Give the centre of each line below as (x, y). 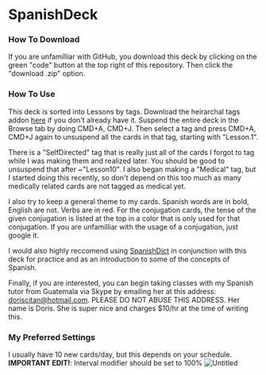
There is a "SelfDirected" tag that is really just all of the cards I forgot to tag (131, 152)
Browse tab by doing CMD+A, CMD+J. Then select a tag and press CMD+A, (132, 128)
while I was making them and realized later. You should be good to (116, 160)
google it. (24, 235)
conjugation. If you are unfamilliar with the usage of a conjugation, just (123, 226)
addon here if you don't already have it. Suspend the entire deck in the (123, 120)
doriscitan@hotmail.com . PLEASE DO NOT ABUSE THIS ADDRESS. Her (124, 300)
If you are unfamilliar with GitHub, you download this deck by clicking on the (133, 56)
